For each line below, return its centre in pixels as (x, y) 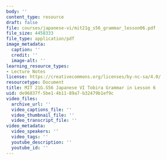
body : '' (17, 11)
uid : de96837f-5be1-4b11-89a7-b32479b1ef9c (60, 93)
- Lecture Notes (26, 72)
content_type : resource (35, 17)
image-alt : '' (28, 60)
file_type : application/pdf (40, 39)
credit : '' (25, 55)
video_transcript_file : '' (44, 121)
